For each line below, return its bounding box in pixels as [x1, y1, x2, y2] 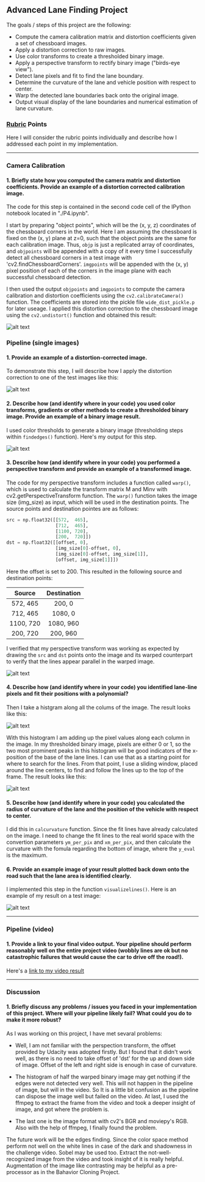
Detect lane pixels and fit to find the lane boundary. [15, 72, 145, 79]
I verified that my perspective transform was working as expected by [6, 644, 179, 652]
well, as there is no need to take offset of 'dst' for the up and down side [15, 1055, 195, 1062]
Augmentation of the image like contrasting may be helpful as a [6, 1162, 166, 1169]
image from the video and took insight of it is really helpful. [36, 1155, 184, 1162]
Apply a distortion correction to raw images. [15, 46, 126, 53]
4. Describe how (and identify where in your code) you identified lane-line [6, 683, 197, 691]
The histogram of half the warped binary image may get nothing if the [15, 1073, 191, 1080]
